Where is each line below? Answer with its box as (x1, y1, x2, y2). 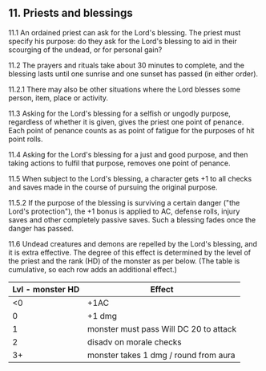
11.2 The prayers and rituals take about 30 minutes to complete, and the (8, 60, 244, 70)
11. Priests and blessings (8, 6, 134, 20)
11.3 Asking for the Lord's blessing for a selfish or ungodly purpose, (8, 108, 231, 118)
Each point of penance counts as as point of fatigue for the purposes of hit (8, 125, 255, 135)
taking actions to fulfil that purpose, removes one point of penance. (8, 158, 231, 168)
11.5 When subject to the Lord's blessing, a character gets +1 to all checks (8, 173, 252, 183)
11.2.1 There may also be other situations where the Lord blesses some (8, 84, 240, 94)
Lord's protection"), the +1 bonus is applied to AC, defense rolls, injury (8, 206, 240, 216)
